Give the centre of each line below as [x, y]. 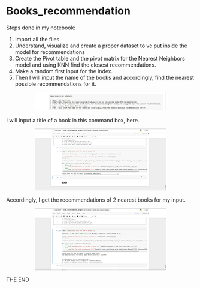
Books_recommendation [68, 11]
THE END [18, 280]
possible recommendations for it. [56, 84]
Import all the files [37, 39]
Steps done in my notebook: [41, 28]
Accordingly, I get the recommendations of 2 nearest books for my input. [96, 200]
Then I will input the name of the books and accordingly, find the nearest [104, 77]
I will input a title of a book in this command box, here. [73, 120]
